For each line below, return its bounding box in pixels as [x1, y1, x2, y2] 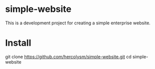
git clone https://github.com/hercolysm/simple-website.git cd [5, 54, 131, 60]
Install [5, 37, 31, 49]
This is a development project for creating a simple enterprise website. [5, 20, 151, 26]
